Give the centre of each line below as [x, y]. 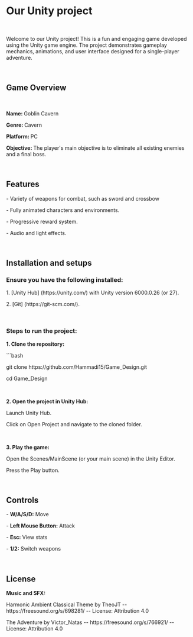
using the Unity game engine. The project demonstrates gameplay [86, 45]
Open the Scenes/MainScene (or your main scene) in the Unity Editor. [91, 459]
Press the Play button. [33, 470]
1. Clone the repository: [35, 344]
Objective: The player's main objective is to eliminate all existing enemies [95, 148]
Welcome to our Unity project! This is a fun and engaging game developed [97, 38]
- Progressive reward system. [42, 221]
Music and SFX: [26, 593]
